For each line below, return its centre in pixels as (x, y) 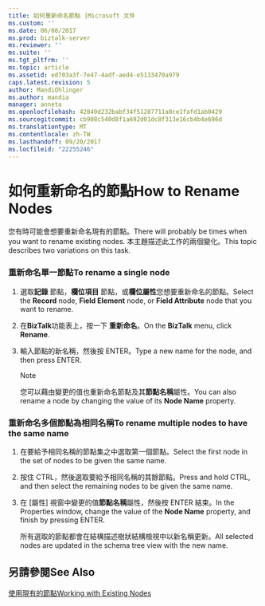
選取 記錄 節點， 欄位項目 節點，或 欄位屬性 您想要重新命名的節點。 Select (136, 291)
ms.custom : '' (32, 23)
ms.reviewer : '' (35, 45)
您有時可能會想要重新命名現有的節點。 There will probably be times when (128, 231)
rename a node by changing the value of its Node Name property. (128, 400)
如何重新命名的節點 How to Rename (124, 191)
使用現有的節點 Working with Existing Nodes (80, 593)
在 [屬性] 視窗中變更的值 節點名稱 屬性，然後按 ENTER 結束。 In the (127, 502)
